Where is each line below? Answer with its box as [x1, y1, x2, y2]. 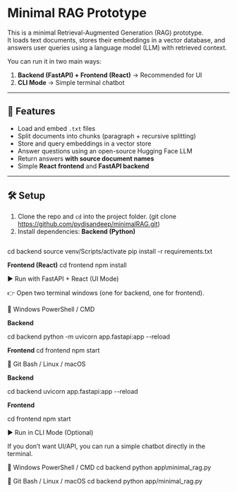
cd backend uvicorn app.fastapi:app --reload [7, 387, 139, 395]
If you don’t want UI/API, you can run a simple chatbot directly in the [7, 442, 206, 450]
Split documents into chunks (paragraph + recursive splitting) [17, 131, 196, 140]
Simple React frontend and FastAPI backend [17, 161, 150, 170]
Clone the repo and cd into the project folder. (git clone [17, 212, 176, 221]
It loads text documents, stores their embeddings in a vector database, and [7, 35, 226, 44]
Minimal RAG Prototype [7, 5, 147, 21]
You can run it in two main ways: [7, 57, 102, 65]
